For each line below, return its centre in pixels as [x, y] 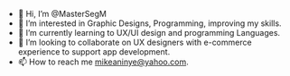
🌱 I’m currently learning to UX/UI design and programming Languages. [149, 33]
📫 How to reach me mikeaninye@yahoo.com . [103, 62]
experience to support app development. [94, 52]
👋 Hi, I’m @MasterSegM [62, 14]
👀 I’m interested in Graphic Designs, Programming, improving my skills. [150, 23]
